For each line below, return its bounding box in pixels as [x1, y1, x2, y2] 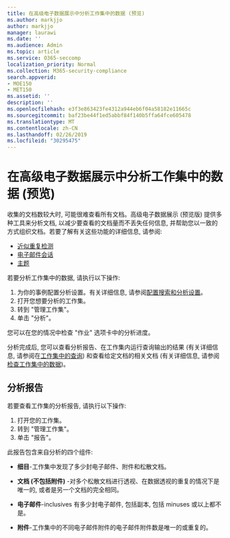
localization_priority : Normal [7, 61, 97, 68]
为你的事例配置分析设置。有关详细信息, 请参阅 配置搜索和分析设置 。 [16, 289, 207, 297]
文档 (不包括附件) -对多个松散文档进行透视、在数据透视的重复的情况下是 [16, 477, 220, 485]
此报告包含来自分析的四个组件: [7, 448, 94, 456]
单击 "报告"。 [16, 433, 55, 441]
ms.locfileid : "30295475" [7, 138, 81, 145]
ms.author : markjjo [7, 16, 63, 23]
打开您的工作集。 [16, 416, 66, 424]
